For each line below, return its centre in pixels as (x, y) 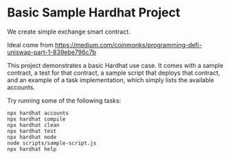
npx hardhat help (32, 149)
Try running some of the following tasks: (64, 100)
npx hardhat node (32, 137)
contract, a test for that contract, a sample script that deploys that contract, (114, 73)
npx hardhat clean (33, 125)
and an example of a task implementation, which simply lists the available (111, 79)
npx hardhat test (32, 131)
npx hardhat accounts (38, 113)
